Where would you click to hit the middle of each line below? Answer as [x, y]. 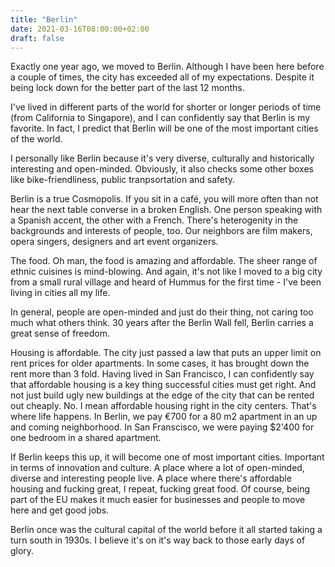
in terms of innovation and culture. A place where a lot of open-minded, [157, 468]
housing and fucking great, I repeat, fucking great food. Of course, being [160, 489]
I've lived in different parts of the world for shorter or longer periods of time [166, 107]
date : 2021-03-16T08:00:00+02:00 [80, 29]
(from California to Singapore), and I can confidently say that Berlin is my [160, 118]
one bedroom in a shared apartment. [86, 438]
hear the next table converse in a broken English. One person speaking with [166, 210]
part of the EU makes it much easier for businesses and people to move [158, 500]
